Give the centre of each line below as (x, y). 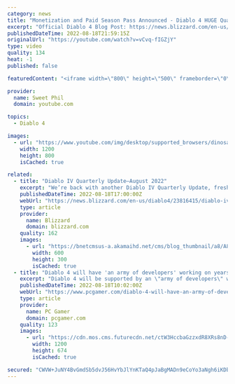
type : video (24, 46)
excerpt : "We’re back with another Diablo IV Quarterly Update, (115, 188)
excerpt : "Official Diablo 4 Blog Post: (67, 27)
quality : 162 (39, 233)
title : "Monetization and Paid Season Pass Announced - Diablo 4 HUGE (112, 20)
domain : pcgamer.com (56, 318)
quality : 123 (39, 324)
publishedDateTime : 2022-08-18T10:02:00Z (81, 286)
